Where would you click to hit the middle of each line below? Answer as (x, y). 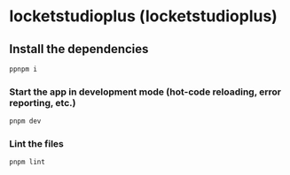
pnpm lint (27, 162)
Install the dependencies (79, 49)
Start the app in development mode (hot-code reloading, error (145, 92)
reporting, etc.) (43, 103)
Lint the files (36, 143)
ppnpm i (24, 69)
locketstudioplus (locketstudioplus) (143, 16)
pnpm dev (25, 121)
